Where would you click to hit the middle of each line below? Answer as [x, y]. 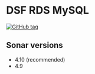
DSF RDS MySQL [48, 10]
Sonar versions [35, 45]
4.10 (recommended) [40, 59]
